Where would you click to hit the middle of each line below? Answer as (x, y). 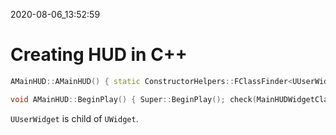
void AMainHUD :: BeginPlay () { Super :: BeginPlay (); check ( (133, 99)
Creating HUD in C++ (99, 55)
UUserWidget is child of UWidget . (74, 118)
